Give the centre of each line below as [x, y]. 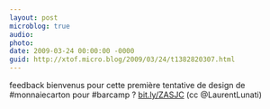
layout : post [34, 18]
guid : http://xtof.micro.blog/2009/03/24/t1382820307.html [122, 59]
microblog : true [40, 26]
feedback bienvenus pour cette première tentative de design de [127, 85]
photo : [22, 43]
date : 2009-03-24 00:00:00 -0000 [72, 51]
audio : [22, 34]
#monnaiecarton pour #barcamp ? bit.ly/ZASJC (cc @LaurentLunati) [136, 95]
